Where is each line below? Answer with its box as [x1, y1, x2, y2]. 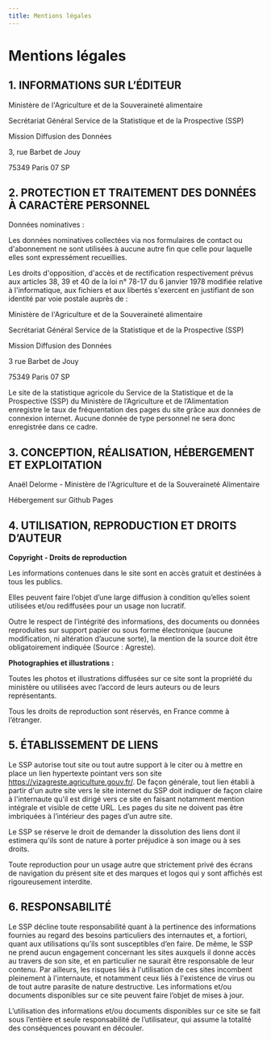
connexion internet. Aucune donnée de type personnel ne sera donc [8, 413, 236, 424]
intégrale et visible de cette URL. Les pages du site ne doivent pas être [8, 802, 244, 812]
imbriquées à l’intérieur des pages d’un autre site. [8, 811, 173, 821]
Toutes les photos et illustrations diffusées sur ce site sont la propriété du [8, 674, 252, 684]
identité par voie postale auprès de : [8, 294, 128, 303]
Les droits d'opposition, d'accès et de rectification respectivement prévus [8, 268, 254, 278]
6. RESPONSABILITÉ [8, 901, 111, 914]
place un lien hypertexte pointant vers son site [8, 768, 163, 778]
